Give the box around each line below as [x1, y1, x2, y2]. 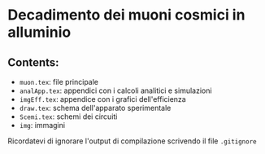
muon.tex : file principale [19, 77, 99, 86]
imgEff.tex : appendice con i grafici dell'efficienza [19, 95, 186, 103]
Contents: [7, 55, 59, 69]
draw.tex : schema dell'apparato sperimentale [19, 103, 172, 112]
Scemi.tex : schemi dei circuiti [19, 112, 118, 121]
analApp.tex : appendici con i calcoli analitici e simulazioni [19, 86, 212, 95]
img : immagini [19, 121, 66, 130]
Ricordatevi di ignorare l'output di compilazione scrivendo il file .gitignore [7, 136, 257, 146]
